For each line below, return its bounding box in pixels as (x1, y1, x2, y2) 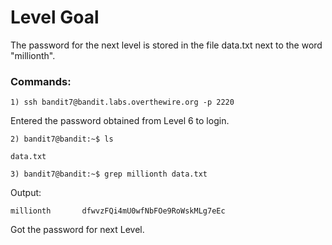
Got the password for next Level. (10, 224, 145, 236)
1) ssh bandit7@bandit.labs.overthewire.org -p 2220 (10, 97, 235, 108)
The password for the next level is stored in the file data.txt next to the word (10, 39, 323, 51)
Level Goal (10, 6, 100, 29)
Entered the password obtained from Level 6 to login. (10, 115, 230, 127)
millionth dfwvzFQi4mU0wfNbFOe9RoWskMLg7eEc (10, 206, 226, 216)
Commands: (10, 74, 72, 88)
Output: (10, 187, 42, 199)
